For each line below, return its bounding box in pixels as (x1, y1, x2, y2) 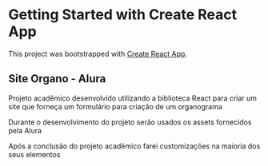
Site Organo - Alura (8, 72, 106, 85)
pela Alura (8, 125, 42, 135)
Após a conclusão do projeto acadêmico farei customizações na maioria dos (8, 141, 261, 151)
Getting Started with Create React (8, 6, 238, 24)
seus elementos (8, 149, 61, 159)
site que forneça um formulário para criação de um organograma (8, 101, 222, 111)
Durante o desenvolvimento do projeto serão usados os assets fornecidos (8, 117, 252, 127)
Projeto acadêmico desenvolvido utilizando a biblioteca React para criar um (8, 93, 258, 103)
